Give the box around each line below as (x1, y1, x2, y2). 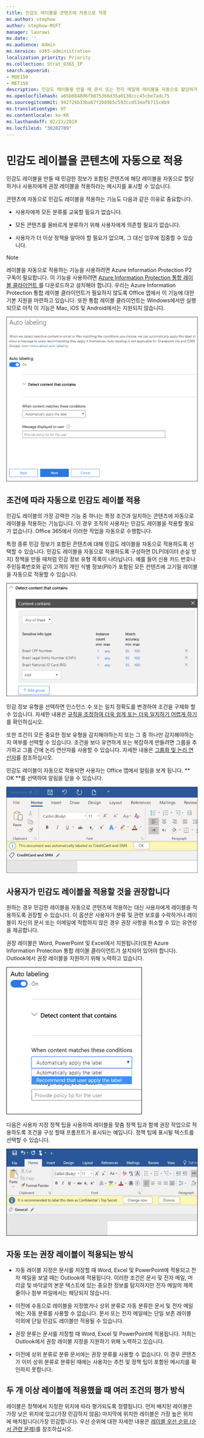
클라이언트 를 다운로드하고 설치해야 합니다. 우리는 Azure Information (12, 282, 176, 289)
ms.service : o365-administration (6, 49, 91, 55)
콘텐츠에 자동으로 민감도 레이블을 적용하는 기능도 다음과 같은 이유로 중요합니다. (6, 195, 193, 203)
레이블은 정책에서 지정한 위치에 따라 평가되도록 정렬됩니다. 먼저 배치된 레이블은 (6, 1402, 193, 1409)
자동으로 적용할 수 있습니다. (12, 571, 78, 578)
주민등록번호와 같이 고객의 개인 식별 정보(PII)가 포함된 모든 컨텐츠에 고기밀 (6, 563, 182, 571)
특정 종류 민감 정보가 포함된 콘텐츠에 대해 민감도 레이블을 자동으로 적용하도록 (6, 540, 188, 548)
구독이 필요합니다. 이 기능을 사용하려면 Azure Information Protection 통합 (6, 274, 182, 282)
